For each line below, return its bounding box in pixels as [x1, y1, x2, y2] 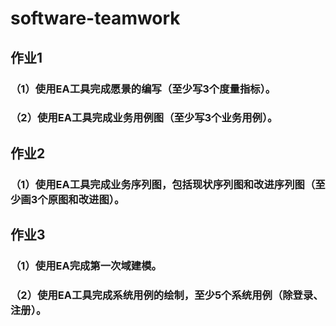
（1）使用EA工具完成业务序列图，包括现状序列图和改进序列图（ [10, 177, 316, 191]
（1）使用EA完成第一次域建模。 [10, 259, 162, 273]
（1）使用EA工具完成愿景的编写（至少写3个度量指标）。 [10, 82, 277, 96]
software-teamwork [10, 7, 181, 30]
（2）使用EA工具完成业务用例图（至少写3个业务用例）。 [10, 111, 278, 125]
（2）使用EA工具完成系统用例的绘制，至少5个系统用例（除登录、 [10, 288, 324, 302]
